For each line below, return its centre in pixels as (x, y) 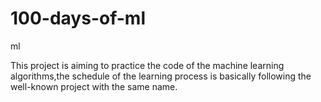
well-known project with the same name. (94, 86)
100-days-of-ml (78, 18)
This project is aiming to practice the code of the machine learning (147, 65)
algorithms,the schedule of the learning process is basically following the (161, 76)
